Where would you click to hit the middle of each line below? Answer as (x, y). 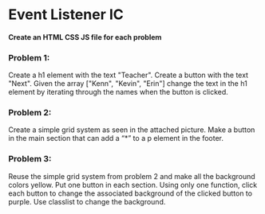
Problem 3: (30, 159)
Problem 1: (29, 57)
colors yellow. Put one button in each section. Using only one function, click (133, 185)
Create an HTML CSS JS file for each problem (85, 37)
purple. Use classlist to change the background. (87, 201)
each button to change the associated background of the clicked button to (131, 193)
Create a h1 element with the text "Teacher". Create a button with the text (129, 75)
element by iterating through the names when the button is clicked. (119, 92)
